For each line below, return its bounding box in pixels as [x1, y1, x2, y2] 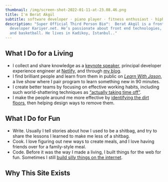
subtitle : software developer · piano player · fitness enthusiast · [5, 17, 153, 22]
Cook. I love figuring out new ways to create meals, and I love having [12, 138, 154, 144]
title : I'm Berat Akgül [5, 12, 55, 17]
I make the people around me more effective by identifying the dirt [12, 94, 149, 100]
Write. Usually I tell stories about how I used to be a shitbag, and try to [12, 127, 157, 133]
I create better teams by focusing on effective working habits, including [12, 84, 159, 90]
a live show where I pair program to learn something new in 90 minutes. [12, 78, 160, 84]
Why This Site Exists [5, 169, 70, 177]
